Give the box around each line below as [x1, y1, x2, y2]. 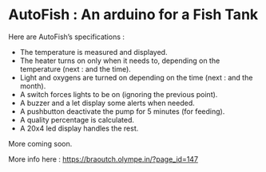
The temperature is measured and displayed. [19, 47, 168, 57]
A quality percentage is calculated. [19, 115, 134, 124]
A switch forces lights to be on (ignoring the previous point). [19, 89, 218, 99]
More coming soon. [8, 139, 73, 148]
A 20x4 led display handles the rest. [19, 123, 139, 133]
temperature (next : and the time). [19, 64, 132, 73]
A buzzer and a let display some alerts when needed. [19, 98, 196, 107]
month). [19, 81, 46, 91]
